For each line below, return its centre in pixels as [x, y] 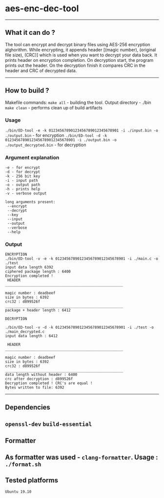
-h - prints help [23, 189]
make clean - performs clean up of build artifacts [54, 107]
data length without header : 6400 [41, 375]
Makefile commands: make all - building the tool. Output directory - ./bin [78, 102]
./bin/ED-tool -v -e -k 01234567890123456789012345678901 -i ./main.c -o [82, 259]
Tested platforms [32, 481]
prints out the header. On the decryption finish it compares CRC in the [75, 65]
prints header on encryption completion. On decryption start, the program [79, 60]
